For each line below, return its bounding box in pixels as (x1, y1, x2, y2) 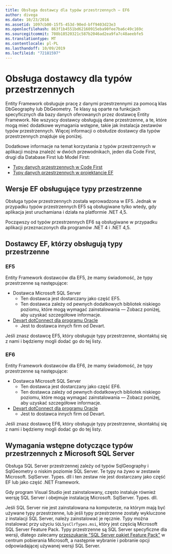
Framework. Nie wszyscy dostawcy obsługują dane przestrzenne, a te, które (5, 117, 167, 123)
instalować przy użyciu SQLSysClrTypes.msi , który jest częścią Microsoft (5, 521, 158, 527)
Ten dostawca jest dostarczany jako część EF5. (20, 295, 121, 301)
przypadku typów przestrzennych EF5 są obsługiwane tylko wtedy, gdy (5, 204, 157, 210)
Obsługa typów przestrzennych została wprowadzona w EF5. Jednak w (5, 198, 157, 205)
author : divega (5, 12, 38, 17)
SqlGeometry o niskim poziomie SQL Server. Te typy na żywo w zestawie (5, 468, 160, 474)
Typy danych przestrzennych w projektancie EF (12, 170, 114, 176)
